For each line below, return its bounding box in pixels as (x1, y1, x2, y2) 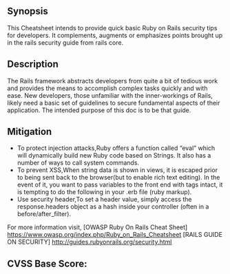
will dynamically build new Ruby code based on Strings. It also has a (17, 151, 211, 160)
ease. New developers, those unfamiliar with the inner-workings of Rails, (7, 91, 213, 99)
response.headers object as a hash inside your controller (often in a (17, 202, 209, 211)
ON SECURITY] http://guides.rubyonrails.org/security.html (7, 238, 172, 246)
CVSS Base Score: (7, 257, 87, 269)
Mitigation (7, 126, 52, 138)
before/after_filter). (17, 210, 71, 218)
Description (7, 59, 59, 70)
